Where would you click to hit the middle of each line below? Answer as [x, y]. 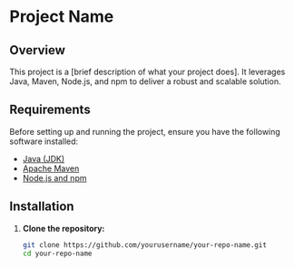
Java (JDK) [44, 158]
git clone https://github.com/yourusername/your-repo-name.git [145, 245]
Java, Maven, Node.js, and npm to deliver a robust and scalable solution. [145, 81]
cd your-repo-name [57, 253]
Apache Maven [51, 168]
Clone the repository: [64, 228]
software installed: [44, 141]
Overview [38, 50]
